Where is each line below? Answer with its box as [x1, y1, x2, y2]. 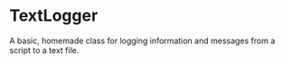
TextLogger [9, 5, 99, 26]
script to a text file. [9, 44, 80, 55]
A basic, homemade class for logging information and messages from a [9, 35, 276, 46]
